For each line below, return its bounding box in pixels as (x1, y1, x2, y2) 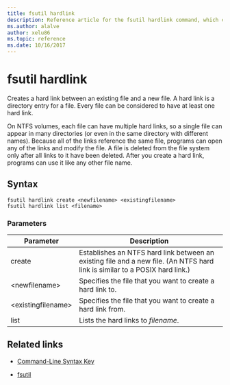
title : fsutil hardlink (7, 10, 75, 17)
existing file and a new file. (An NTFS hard (78, 257, 214, 266)
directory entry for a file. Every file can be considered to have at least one (7, 101, 216, 110)
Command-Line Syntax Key (16, 357, 94, 365)
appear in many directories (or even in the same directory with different (7, 129, 209, 137)
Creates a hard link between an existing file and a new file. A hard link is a (7, 94, 215, 102)
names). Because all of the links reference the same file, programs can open (7, 137, 222, 145)
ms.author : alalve (7, 23, 60, 30)
